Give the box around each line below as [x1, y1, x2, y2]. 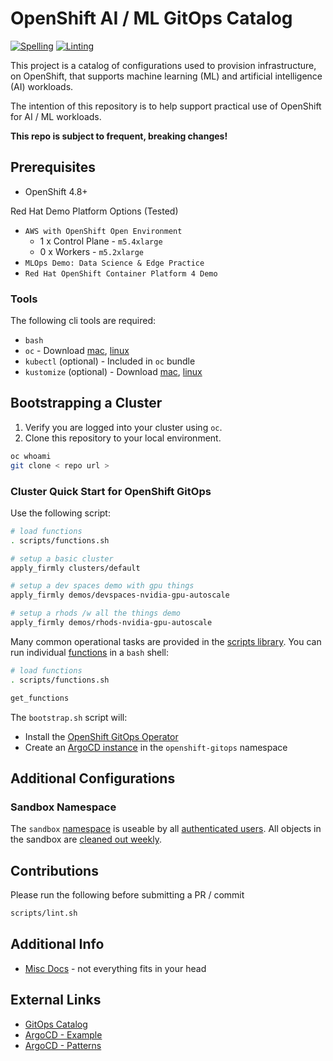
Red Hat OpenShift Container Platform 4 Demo [24, 268, 218, 279]
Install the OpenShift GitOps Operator [24, 730, 179, 742]
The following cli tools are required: [10, 315, 157, 327]
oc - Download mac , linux [24, 345, 130, 357]
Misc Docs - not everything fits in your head [24, 962, 207, 974]
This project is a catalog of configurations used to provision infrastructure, [10, 59, 317, 71]
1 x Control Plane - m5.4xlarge [39, 235, 163, 247]
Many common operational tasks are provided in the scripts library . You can [10, 635, 322, 647]
